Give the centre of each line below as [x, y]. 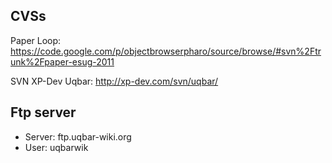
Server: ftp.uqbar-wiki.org [78, 136]
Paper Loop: [36, 40]
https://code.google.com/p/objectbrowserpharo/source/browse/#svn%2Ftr [166, 51]
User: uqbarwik [56, 147]
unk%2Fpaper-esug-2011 [62, 61]
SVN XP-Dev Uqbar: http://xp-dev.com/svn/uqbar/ [114, 81]
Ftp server [43, 112]
